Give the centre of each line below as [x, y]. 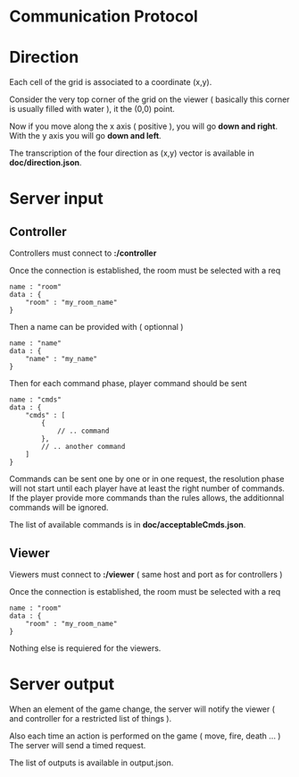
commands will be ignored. [59, 508]
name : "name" [36, 343]
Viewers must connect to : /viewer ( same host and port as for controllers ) [146, 574]
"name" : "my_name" [62, 359]
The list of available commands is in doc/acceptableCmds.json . [128, 525]
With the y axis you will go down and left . [86, 136]
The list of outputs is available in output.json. [91, 763]
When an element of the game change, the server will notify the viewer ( [142, 709]
